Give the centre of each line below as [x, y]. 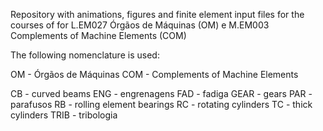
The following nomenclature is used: [85, 55]
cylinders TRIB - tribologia [64, 115]
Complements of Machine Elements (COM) [98, 35]
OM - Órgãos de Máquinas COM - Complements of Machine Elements [154, 74]
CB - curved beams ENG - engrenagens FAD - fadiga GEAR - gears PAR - [161, 93]
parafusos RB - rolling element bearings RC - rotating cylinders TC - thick [161, 104]
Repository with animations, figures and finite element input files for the [157, 14]
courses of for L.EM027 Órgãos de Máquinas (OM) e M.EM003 [140, 25]
